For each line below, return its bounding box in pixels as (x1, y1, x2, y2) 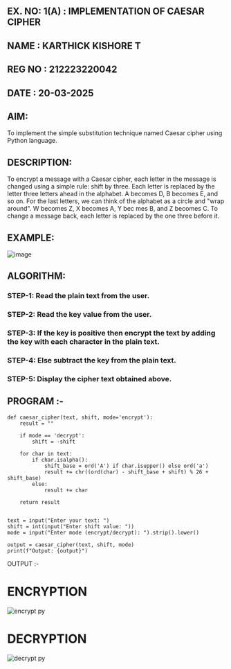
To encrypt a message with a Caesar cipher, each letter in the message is (7, 175, 216, 183)
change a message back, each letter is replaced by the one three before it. (7, 211, 220, 220)
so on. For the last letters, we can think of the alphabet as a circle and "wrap (7, 197, 225, 205)
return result (19, 498, 60, 505)
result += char (44, 487, 89, 494)
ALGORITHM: (7, 270, 66, 282)
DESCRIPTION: (7, 156, 73, 168)
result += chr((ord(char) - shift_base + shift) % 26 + (44, 468, 209, 476)
